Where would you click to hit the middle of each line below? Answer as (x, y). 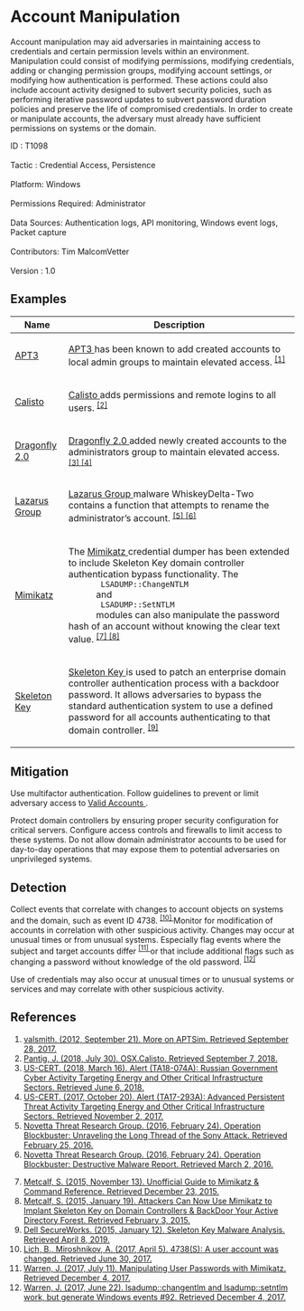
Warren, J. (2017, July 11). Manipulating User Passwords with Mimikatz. (155, 1268)
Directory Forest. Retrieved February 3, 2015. (106, 1220)
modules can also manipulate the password (188, 614)
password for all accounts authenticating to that (169, 717)
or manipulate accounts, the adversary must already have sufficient (135, 119)
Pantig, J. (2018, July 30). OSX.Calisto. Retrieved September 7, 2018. (150, 1058)
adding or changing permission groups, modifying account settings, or (142, 71)
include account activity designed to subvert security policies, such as (141, 90)
